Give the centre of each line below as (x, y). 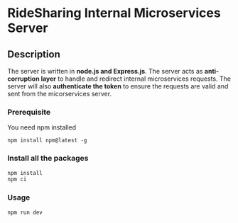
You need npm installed (42, 127)
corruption (24, 79)
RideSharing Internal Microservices (114, 13)
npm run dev (25, 212)
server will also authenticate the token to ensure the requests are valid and (118, 86)
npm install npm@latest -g (47, 141)
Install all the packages (48, 159)
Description (34, 54)
